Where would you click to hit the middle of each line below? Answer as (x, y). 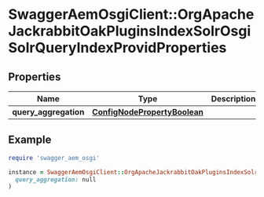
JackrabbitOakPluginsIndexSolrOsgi (130, 31)
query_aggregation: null (56, 179)
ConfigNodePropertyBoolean (148, 112)
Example (30, 140)
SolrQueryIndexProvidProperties (117, 48)
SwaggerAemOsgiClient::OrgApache (131, 15)
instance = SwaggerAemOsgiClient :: (66, 172)
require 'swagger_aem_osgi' (54, 158)
